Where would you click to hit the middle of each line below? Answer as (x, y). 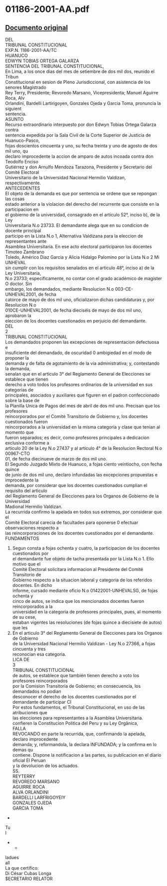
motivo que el (26, 564)
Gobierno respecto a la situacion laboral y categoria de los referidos (82, 580)
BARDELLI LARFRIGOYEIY (39, 797)
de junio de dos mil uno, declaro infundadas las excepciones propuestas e (82, 475)
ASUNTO (14, 119)
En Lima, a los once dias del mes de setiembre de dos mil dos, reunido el (80, 71)
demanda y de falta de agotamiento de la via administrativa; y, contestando (82, 363)
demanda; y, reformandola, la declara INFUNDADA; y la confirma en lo (84, 744)
